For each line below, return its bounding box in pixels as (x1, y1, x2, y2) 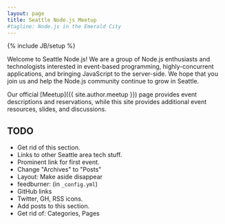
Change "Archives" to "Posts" (17, 165, 102, 174)
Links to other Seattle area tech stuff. (17, 151, 122, 159)
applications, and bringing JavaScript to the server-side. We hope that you (7, 70, 219, 78)
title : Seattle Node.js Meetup (7, 17, 97, 23)
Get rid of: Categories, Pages (17, 210, 100, 218)
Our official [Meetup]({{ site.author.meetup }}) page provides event (7, 90, 197, 99)
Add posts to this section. (17, 202, 90, 210)
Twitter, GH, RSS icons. (17, 194, 83, 203)
